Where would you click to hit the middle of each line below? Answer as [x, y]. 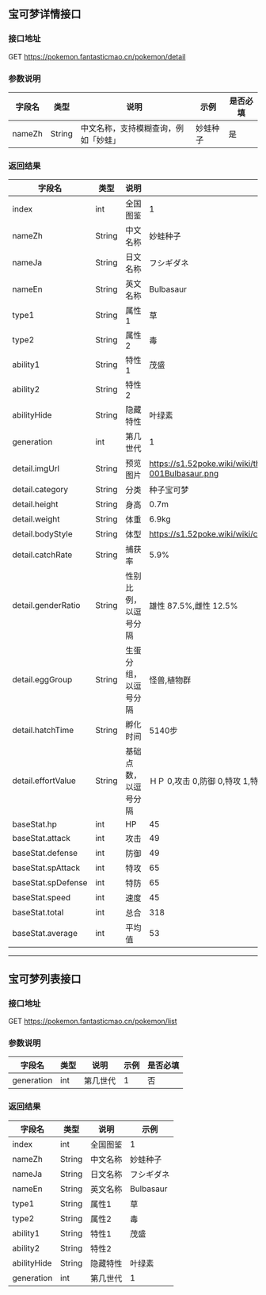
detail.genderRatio [46, 605]
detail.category [40, 490]
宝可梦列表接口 [45, 978]
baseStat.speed [42, 898]
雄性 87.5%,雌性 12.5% [194, 606]
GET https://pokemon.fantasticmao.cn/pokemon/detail [97, 56]
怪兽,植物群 [170, 680]
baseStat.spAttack [46, 868]
